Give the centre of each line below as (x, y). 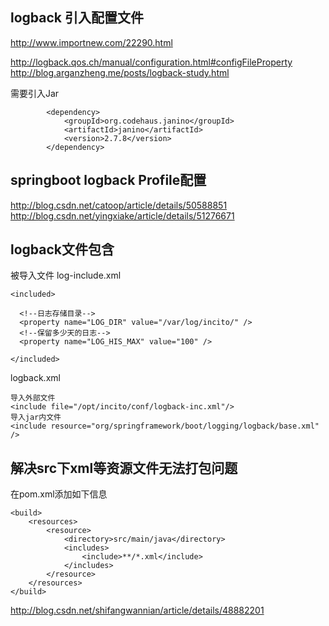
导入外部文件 (33, 398)
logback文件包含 (62, 249)
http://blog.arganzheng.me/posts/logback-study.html (120, 72)
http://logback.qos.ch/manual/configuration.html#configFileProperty (151, 62)
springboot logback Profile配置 (108, 180)
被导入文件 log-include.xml (66, 275)
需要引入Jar (35, 93)
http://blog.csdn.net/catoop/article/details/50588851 (119, 205)
